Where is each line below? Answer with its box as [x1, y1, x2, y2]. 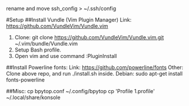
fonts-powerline [6, 76, 45, 83]
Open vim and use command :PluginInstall [14, 53, 117, 59]
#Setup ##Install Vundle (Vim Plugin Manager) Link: [6, 16, 132, 23]
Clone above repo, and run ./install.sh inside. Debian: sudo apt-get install [6, 70, 183, 77]
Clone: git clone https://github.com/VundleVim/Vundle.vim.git [14, 34, 164, 40]
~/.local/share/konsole [6, 94, 61, 101]
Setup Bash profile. [14, 46, 62, 53]
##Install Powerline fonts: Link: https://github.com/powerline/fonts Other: [6, 64, 184, 71]
